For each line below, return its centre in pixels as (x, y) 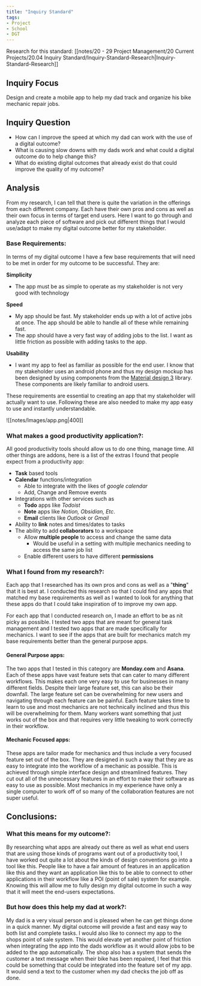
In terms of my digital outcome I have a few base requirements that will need (101, 257)
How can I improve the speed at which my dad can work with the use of (103, 137)
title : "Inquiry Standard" (40, 12)
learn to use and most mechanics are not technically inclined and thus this (98, 706)
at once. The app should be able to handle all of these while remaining (102, 322)
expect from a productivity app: (45, 462)
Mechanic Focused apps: (38, 739)
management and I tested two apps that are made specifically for (87, 628)
